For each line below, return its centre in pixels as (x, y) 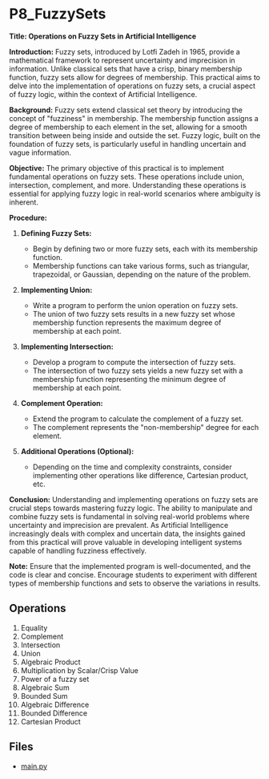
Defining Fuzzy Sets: (56, 233)
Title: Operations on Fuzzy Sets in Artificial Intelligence (103, 36)
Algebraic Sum (45, 688)
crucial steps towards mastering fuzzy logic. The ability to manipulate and (131, 508)
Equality (34, 627)
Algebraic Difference (55, 704)
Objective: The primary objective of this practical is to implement (117, 168)
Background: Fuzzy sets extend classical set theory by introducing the (126, 110)
